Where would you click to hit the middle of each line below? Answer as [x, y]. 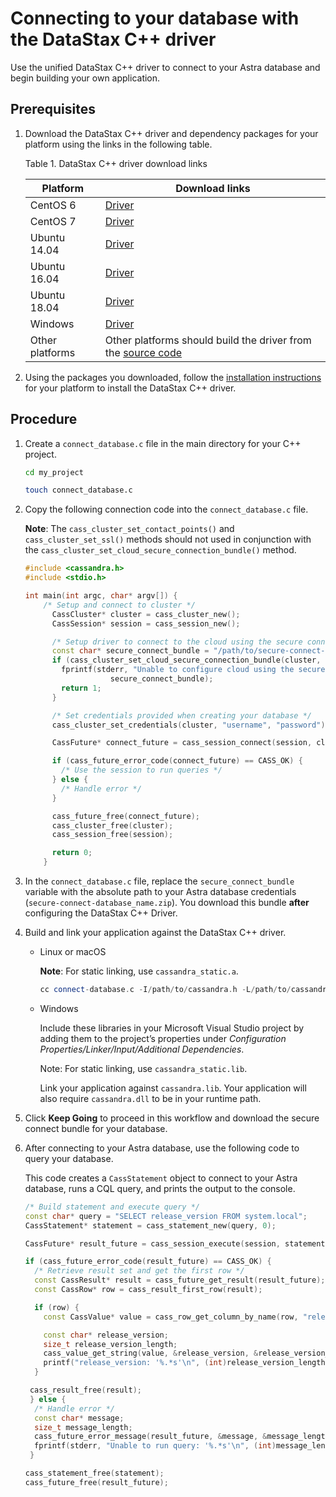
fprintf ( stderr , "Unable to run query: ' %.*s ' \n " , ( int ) [155, 1446]
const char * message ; [79, 1418]
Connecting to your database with [155, 18]
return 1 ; [81, 688]
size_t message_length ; [83, 1427]
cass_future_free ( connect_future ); [126, 816]
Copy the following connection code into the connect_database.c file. [166, 509]
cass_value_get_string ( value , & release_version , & [151, 1353]
